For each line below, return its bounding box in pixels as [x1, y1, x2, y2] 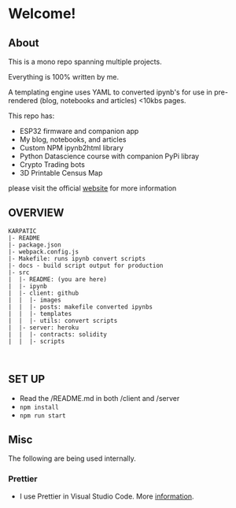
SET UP [8, 373, 46, 386]
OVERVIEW [8, 206, 65, 220]
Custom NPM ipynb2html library [19, 143, 124, 152]
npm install [19, 403, 59, 411]
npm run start [19, 411, 66, 420]
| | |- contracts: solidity [8, 330, 108, 339]
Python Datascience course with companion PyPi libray [19, 151, 199, 161]
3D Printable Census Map [19, 169, 103, 177]
